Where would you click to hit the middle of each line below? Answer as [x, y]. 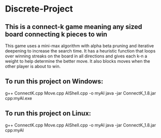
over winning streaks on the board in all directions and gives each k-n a [76, 56]
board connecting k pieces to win [56, 34]
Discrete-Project [39, 9]
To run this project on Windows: [54, 81]
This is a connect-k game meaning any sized [74, 27]
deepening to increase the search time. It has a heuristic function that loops [80, 51]
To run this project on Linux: [48, 114]
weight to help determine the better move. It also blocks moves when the [78, 61]
